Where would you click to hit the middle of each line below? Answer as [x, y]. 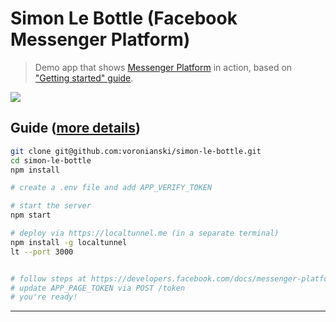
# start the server [51, 206]
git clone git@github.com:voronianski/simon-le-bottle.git [136, 151]
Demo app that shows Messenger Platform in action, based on [163, 67]
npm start [31, 215]
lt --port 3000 [42, 252]
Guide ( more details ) [75, 128]
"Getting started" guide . [84, 78]
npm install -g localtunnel [69, 242]
